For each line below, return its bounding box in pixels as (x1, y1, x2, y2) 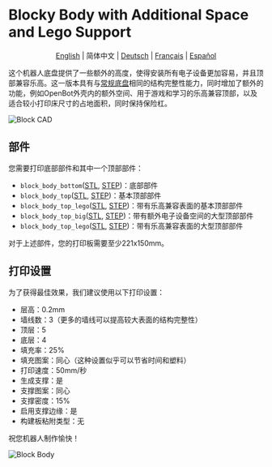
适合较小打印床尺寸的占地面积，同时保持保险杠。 (8, 98, 172, 108)
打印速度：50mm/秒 (19, 365, 87, 375)
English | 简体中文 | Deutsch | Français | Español (55, 50, 217, 60)
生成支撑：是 (19, 375, 63, 385)
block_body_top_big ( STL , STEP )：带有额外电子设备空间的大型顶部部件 (19, 211, 254, 221)
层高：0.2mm (19, 304, 66, 314)
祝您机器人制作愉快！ (8, 433, 79, 443)
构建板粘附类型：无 (19, 416, 85, 426)
